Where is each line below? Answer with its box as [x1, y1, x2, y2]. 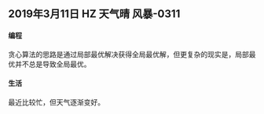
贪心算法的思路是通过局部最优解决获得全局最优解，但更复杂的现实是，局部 [8, 49, 249, 59]
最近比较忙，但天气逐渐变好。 [8, 97, 104, 107]
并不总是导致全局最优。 [14, 59, 91, 69]
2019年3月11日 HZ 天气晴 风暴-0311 [8, 7, 181, 21]
